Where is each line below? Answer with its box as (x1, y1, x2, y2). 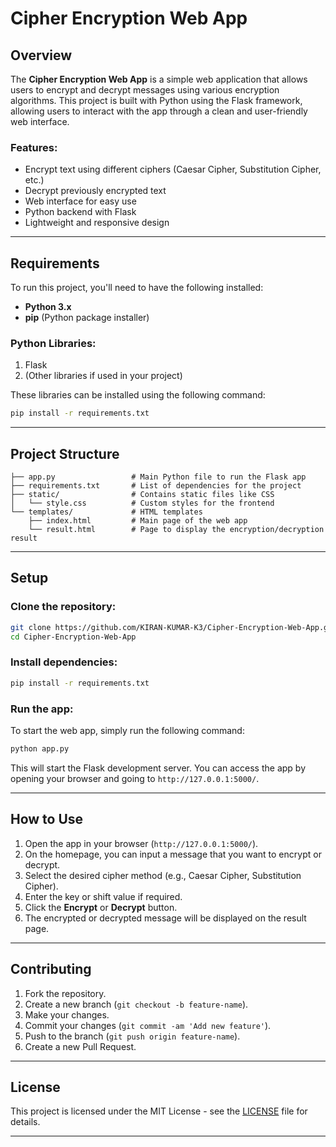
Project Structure (10, 445, 120, 462)
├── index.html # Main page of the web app (28, 516, 248, 526)
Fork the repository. (24, 987, 107, 999)
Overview (10, 47, 73, 64)
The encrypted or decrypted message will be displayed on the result (24, 912, 307, 924)
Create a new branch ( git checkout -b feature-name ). (24, 998, 249, 1010)
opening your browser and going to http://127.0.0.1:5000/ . (10, 772, 260, 784)
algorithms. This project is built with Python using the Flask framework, (10, 95, 303, 106)
